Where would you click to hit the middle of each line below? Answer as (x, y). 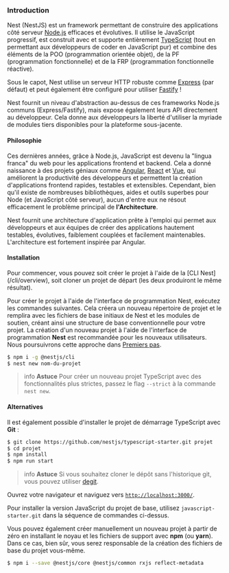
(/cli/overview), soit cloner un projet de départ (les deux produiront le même (114, 280)
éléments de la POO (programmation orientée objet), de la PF (93, 54)
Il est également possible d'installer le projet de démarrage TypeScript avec (114, 422)
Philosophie (25, 140)
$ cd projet (24, 448)
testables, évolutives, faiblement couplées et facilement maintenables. (106, 235)
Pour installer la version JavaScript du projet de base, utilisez (93, 508)
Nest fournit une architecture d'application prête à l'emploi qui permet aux (112, 220)
